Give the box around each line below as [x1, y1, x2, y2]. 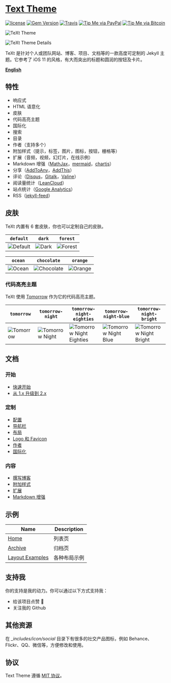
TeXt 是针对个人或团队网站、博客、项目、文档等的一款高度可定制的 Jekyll [5, 50, 159, 56]
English [5, 67, 22, 73]
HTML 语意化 [12, 103, 41, 109]
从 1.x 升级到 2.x [12, 390, 47, 396]
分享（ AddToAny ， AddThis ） [12, 167, 75, 173]
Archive [8, 544, 26, 551]
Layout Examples [8, 554, 49, 561]
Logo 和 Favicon [12, 435, 47, 441]
